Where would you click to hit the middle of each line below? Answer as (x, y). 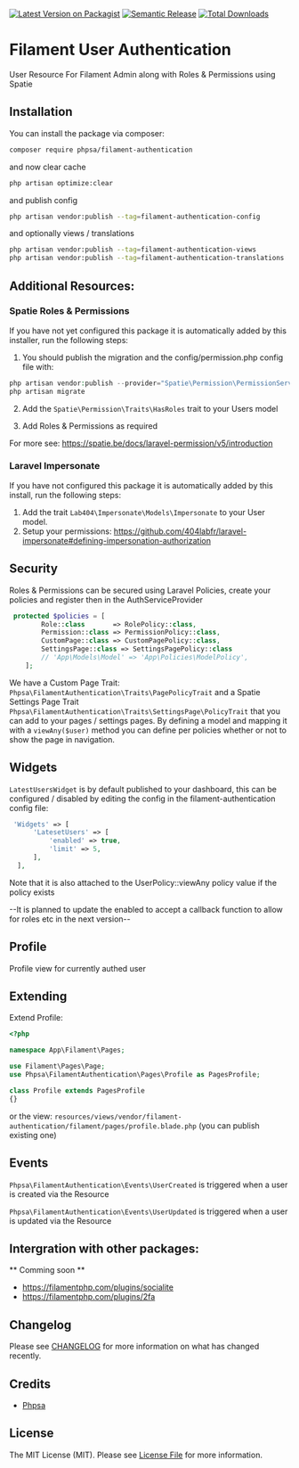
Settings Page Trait (44, 701)
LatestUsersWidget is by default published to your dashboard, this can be (143, 789)
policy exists (32, 892)
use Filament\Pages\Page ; (57, 1066)
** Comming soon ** (47, 1270)
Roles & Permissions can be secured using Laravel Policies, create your (140, 590)
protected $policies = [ (59, 616)
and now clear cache (48, 167)
